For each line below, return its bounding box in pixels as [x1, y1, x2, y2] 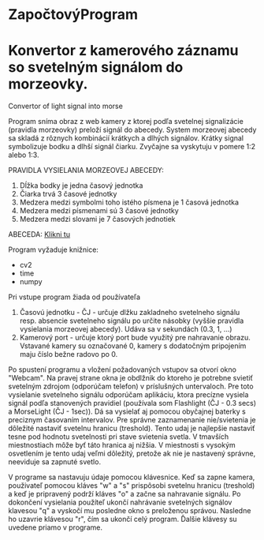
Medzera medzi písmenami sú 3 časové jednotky [19, 206, 179, 216]
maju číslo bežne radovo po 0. [19, 350, 118, 359]
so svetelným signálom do [8, 58, 184, 77]
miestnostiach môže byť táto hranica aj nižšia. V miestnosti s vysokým [8, 441, 236, 450]
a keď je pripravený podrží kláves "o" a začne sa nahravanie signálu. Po [8, 489, 241, 499]
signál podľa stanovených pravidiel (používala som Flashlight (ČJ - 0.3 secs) [8, 399, 257, 408]
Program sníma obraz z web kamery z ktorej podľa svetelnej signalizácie [8, 117, 244, 126]
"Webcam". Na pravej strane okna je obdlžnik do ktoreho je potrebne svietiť [8, 373, 254, 383]
